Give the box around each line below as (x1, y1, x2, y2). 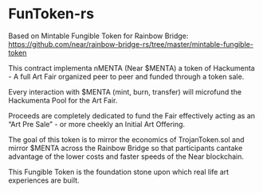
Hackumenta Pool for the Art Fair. (8, 95, 118, 105)
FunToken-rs (8, 5, 94, 23)
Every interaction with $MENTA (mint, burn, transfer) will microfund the (8, 87, 241, 96)
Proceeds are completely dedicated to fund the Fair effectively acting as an (8, 110, 256, 120)
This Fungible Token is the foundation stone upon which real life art (8, 167, 230, 176)
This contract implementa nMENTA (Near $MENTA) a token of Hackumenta (8, 63, 255, 72)
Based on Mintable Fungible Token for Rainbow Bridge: (8, 31, 189, 41)
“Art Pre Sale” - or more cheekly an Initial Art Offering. (8, 119, 186, 129)
